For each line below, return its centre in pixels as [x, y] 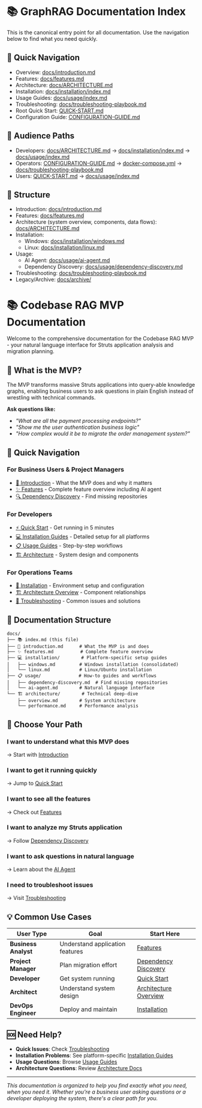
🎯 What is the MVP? [44, 370]
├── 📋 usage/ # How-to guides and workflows [82, 676]
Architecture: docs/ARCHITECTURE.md [64, 85]
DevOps [22, 1006]
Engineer [23, 1013]
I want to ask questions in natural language [70, 856]
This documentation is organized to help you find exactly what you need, [97, 1086]
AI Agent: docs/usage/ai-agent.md [67, 260]
